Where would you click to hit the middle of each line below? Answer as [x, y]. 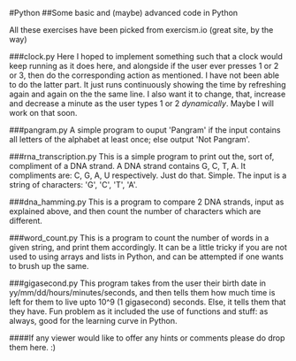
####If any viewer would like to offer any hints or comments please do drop [147, 338]
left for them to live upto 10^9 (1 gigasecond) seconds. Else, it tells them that [148, 302]
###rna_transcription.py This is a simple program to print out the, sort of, [142, 157]
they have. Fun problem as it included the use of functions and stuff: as [139, 311]
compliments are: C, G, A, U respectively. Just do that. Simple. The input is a [148, 175]
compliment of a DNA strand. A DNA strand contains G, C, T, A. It [127, 166]
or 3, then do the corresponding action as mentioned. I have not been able [144, 75]
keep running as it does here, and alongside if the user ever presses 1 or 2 [144, 66]
